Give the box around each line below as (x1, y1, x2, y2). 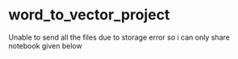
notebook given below (8, 40, 82, 50)
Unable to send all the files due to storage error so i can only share (8, 32, 230, 42)
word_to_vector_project (8, 6, 170, 24)
